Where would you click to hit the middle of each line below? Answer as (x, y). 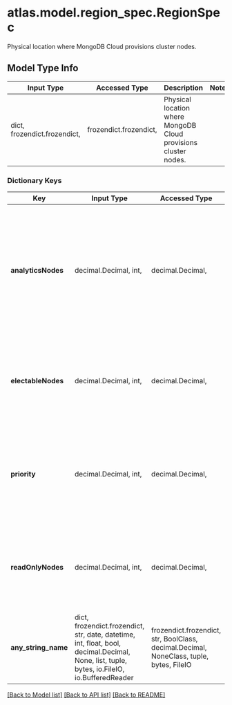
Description (184, 88)
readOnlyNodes (37, 568)
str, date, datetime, (105, 635)
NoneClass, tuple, (180, 656)
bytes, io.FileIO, (100, 669)
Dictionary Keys (35, 180)
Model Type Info (43, 68)
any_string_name (39, 648)
